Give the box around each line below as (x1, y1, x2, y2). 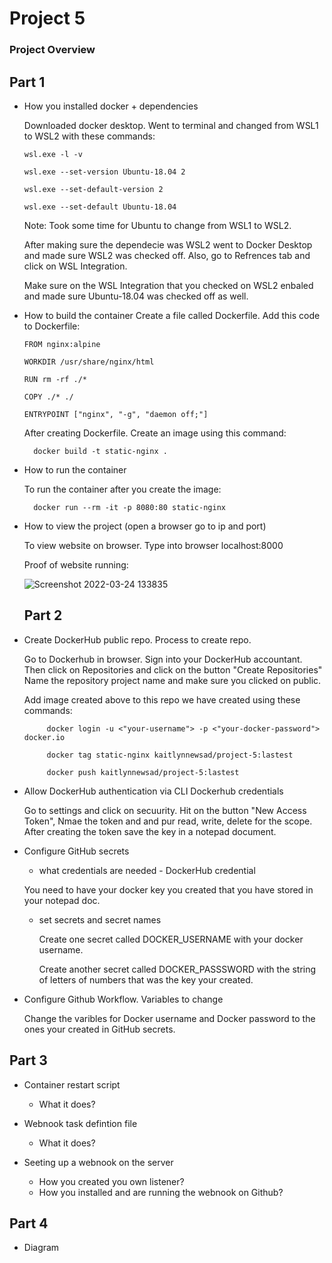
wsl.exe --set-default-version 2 (23, 184, 164, 194)
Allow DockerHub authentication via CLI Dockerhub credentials (23, 785, 284, 797)
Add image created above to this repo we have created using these (23, 693, 301, 706)
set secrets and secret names (38, 913, 162, 926)
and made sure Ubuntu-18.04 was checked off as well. (23, 290, 249, 302)
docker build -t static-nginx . (33, 446, 168, 456)
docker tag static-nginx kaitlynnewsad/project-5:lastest (46, 750, 294, 760)
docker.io (23, 732, 66, 742)
